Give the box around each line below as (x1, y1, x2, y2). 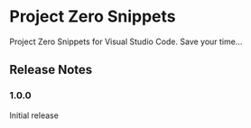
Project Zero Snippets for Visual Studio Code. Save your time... (9, 36, 243, 47)
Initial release (9, 110, 59, 121)
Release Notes (9, 62, 93, 78)
